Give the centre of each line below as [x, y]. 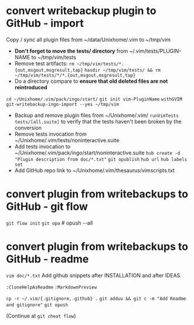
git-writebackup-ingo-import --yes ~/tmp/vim [62, 104]
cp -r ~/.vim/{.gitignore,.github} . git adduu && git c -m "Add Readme [96, 299]
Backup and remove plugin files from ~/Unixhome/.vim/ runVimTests [96, 115]
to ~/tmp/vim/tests [54, 57]
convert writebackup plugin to [81, 11]
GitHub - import [45, 23]
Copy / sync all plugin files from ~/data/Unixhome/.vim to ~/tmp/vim [89, 39]
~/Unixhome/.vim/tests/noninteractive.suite [67, 140]
